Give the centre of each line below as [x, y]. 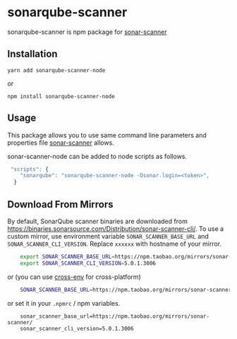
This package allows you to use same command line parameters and [107, 135]
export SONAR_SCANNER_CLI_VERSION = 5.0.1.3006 [88, 263]
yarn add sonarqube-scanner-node [56, 70]
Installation [32, 54]
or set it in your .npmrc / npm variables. [64, 303]
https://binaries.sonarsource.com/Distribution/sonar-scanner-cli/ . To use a [116, 229]
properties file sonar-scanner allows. [61, 143]
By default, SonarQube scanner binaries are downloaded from [98, 221]
